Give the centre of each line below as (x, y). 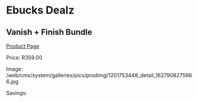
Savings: (17, 93)
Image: (14, 69)
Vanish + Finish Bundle (49, 32)
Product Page (23, 46)
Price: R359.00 (24, 57)
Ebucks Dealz (40, 10)
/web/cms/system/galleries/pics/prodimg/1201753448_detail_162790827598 (99, 75)
